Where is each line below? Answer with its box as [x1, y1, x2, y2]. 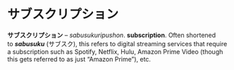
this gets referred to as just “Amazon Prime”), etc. [7, 55, 152, 63]
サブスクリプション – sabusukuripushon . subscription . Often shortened [7, 31, 216, 39]
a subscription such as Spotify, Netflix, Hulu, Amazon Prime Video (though [7, 47, 223, 56]
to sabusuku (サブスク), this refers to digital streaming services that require [7, 39, 228, 48]
